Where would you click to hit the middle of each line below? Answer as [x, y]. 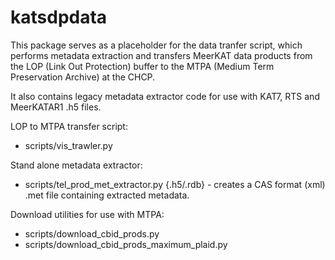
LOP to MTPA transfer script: [69, 126]
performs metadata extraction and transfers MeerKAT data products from [161, 55]
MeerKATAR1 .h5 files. [56, 107]
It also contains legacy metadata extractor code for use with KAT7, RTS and [165, 96]
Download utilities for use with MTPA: [87, 214]
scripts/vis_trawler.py [68, 145]
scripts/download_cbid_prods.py [92, 233]
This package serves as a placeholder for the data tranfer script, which [156, 45]
